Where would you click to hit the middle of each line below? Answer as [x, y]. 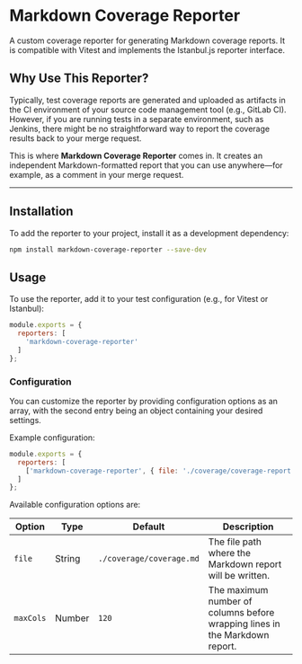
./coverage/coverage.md [149, 559]
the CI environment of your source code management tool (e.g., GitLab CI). [148, 110]
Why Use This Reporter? [79, 79]
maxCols [30, 618]
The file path [235, 542]
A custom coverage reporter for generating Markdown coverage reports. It [147, 40]
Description [248, 527]
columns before [241, 613]
